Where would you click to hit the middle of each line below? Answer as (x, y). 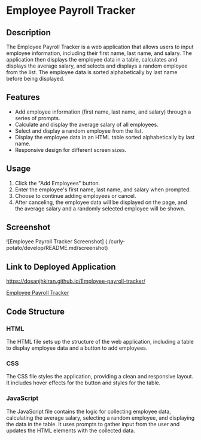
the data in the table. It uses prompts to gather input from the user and (93, 424)
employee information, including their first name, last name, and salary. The (99, 53)
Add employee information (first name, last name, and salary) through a (103, 112)
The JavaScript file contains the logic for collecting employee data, (89, 411)
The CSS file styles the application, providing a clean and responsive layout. (100, 377)
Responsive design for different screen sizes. (71, 149)
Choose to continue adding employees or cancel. (75, 195)
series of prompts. (37, 118)
